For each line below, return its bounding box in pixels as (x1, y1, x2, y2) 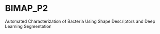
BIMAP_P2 (5, 3, 48, 14)
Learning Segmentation (5, 23, 52, 29)
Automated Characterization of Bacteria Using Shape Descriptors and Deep (5, 18, 156, 24)
